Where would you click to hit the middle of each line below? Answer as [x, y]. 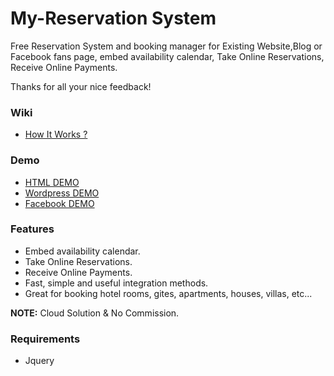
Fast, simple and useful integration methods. [116, 283]
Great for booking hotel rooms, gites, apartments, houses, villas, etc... [168, 293]
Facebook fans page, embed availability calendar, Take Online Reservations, [167, 56]
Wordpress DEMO [62, 193]
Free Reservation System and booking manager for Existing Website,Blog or [166, 46]
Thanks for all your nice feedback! [81, 86]
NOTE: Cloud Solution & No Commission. [95, 313]
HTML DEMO [52, 182]
